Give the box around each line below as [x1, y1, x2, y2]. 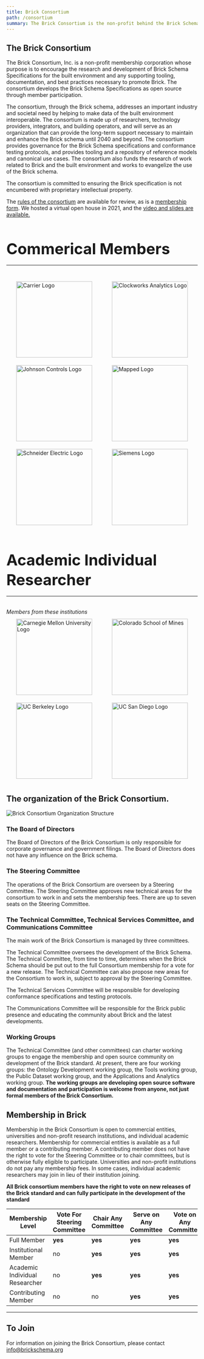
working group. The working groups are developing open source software [6, 1079, 195, 1087]
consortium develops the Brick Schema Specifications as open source [6, 85, 182, 92]
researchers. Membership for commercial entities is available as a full [6, 1139, 180, 1146]
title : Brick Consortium [6, 9, 69, 15]
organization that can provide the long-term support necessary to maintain [6, 129, 193, 137]
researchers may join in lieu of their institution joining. [6, 1171, 141, 1178]
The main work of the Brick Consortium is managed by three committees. [6, 937, 190, 944]
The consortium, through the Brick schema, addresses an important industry [6, 103, 198, 110]
